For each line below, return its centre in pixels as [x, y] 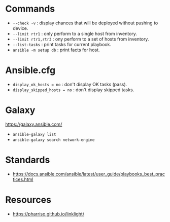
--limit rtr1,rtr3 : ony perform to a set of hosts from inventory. [81, 39]
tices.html [23, 179]
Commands [30, 9]
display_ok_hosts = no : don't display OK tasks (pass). [70, 84]
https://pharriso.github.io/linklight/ [48, 214]
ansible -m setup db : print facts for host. [56, 50]
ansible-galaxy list [34, 134]
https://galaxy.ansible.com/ [34, 124]
